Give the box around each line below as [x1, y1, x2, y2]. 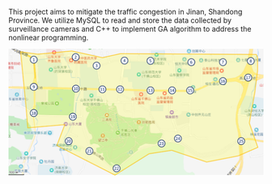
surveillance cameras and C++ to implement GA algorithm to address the [8, 24, 252, 33]
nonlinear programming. [8, 32, 89, 42]
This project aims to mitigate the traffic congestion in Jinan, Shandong [8, 7, 243, 16]
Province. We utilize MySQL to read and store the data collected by [8, 15, 232, 25]
